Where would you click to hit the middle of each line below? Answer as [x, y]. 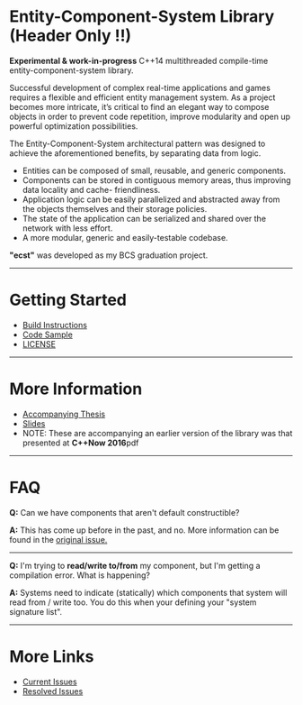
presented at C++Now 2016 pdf [80, 443]
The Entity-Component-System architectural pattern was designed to [138, 143]
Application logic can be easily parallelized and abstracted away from [151, 199]
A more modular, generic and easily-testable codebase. [125, 237]
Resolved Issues [53, 691]
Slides [34, 423]
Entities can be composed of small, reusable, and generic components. [154, 170]
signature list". [36, 611]
